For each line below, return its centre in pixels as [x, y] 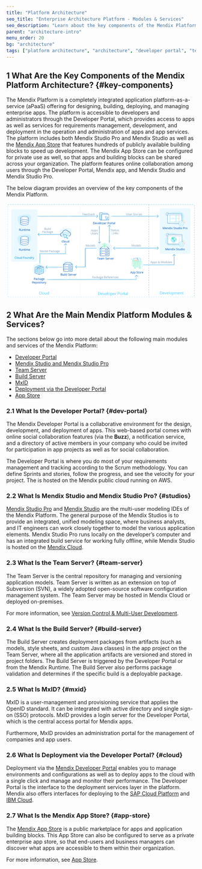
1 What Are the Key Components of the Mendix [96, 76]
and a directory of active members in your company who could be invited [97, 443]
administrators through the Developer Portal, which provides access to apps [101, 119]
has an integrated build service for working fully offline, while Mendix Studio [101, 541]
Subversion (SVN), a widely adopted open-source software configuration [97, 588]
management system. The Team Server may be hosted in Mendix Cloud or [98, 595]
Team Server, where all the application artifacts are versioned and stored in [99, 654]
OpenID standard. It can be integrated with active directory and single [93, 709]
